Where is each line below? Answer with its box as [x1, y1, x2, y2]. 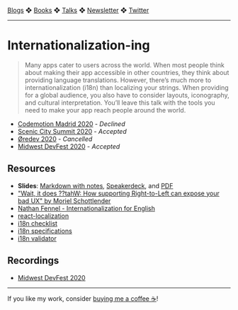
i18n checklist [17, 219, 58, 227]
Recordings [7, 255, 59, 267]
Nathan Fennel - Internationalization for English [17, 204, 156, 212]
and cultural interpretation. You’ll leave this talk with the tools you [24, 98, 215, 107]
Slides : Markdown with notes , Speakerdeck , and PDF [17, 181, 174, 190]
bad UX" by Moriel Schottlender [17, 196, 111, 205]
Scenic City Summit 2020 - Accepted [17, 127, 127, 135]
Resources [7, 163, 56, 175]
